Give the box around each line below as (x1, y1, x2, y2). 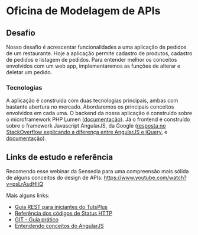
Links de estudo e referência (6, 152, 113, 162)
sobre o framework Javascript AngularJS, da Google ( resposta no (6, 122, 166, 129)
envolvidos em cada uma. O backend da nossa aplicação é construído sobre (6, 110, 193, 117)
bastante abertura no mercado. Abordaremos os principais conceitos (6, 103, 174, 110)
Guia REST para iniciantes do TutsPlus (14, 204, 108, 211)
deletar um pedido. (6, 69, 53, 75)
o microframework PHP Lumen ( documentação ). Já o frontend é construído (6, 116, 190, 123)
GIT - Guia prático (14, 216, 59, 223)
